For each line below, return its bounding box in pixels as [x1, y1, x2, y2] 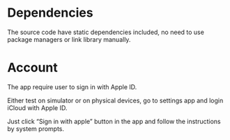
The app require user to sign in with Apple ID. [7, 82, 137, 91]
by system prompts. [7, 124, 65, 133]
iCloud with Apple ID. [7, 103, 68, 112]
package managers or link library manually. [7, 35, 131, 43]
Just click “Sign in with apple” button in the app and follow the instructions [7, 117, 221, 125]
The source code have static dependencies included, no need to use [7, 28, 204, 36]
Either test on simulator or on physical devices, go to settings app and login [7, 96, 224, 104]
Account [7, 60, 58, 76]
